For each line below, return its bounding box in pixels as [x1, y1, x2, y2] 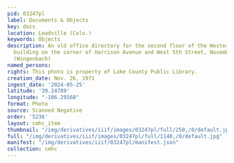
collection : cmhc [7, 146, 58, 153]
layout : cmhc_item [7, 119, 61, 127]
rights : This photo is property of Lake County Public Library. [7, 68, 198, 75]
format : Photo [7, 101, 49, 108]
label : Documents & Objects [7, 17, 89, 24]
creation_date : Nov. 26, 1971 [7, 74, 95, 82]
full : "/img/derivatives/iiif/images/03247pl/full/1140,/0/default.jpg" [7, 132, 223, 139]
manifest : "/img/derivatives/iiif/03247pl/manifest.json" [7, 139, 179, 146]
